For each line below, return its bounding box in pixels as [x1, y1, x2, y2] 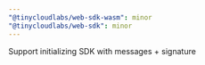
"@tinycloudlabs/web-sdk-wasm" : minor [8, 12, 152, 22]
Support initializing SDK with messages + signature [8, 45, 197, 56]
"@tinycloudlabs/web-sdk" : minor [8, 21, 133, 30]
